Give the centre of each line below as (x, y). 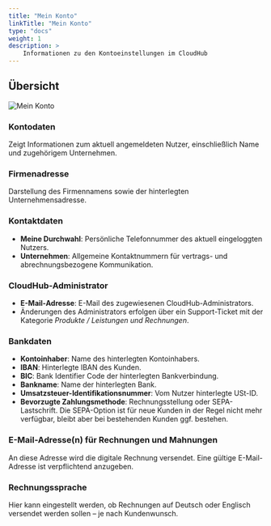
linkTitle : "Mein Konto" (50, 23)
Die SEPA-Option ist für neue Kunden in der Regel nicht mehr (161, 410)
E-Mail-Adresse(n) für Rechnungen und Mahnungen (113, 440)
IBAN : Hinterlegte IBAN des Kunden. (80, 367)
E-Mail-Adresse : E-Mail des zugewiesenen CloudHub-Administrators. (137, 303)
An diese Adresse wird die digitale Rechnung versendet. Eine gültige (123, 457)
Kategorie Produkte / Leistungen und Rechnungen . (104, 320)
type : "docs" (30, 31)
